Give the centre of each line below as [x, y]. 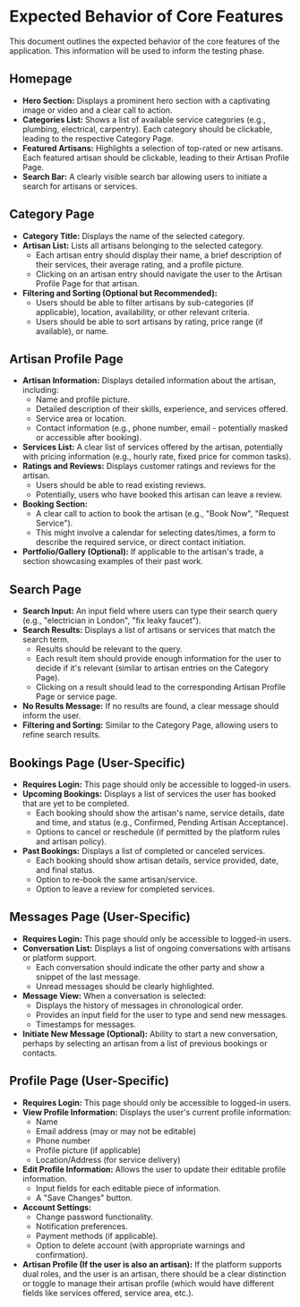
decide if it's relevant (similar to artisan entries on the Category [152, 668]
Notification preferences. [81, 1226]
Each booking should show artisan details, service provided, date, [157, 860]
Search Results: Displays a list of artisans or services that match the [149, 630]
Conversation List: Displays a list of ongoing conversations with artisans [156, 948]
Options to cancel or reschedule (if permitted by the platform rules [158, 832]
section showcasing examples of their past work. [112, 561]
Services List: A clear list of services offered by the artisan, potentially [153, 447]
